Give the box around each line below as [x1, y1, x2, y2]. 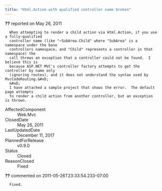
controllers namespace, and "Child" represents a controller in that [9, 47, 153, 52]
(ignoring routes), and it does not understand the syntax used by [9, 72, 149, 77]
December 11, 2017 [17, 132, 55, 138]
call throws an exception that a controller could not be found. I [9, 55, 151, 60]
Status [5, 148, 18, 154]
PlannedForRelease [5, 137, 44, 143]
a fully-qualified [5, 34, 42, 39]
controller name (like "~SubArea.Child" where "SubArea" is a [9, 38, 138, 43]
